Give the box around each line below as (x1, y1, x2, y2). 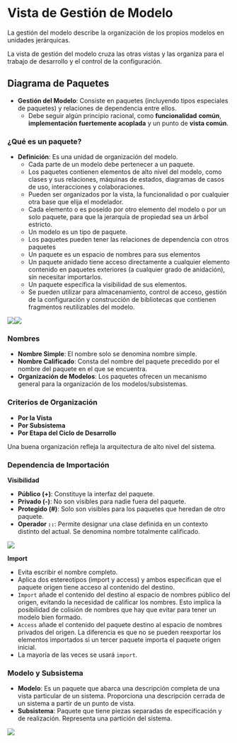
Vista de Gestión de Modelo (7, 5, 173, 21)
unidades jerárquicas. (7, 35, 71, 44)
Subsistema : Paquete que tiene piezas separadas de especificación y (17, 707, 222, 715)
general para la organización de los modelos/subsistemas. (17, 380, 188, 388)
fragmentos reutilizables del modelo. (28, 303, 135, 312)
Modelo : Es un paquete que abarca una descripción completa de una (17, 684, 220, 693)
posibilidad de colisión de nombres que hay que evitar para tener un (17, 605, 217, 614)
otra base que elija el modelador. (28, 198, 124, 206)
